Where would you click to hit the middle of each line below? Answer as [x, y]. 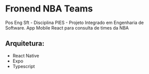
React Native [26, 55]
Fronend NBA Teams [49, 9]
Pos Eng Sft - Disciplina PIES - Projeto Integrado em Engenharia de [74, 22]
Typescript [24, 66]
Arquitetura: [25, 44]
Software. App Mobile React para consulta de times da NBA [67, 27]
